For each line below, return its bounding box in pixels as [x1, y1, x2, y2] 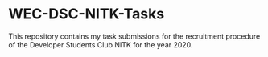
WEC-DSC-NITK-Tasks [8, 5, 165, 23]
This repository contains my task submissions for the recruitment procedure [8, 31, 261, 41]
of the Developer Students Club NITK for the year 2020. [8, 39, 193, 49]
